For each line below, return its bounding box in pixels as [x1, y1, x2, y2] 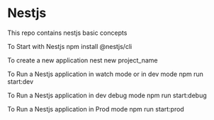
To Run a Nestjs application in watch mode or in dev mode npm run [7, 70, 204, 78]
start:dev [7, 77, 34, 86]
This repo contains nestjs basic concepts [7, 28, 128, 37]
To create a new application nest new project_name [7, 55, 158, 65]
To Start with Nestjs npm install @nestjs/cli [7, 42, 133, 50]
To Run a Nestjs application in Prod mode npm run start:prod [7, 104, 184, 113]
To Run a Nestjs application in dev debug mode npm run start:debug [7, 91, 207, 99]
